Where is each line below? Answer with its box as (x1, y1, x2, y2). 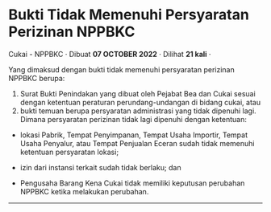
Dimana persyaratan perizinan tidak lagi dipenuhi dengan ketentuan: (19, 114, 248, 124)
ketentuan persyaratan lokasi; (19, 147, 119, 157)
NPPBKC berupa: (8, 73, 65, 83)
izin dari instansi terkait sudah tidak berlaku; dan (19, 162, 181, 172)
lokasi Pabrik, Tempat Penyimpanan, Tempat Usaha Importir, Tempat (19, 130, 248, 140)
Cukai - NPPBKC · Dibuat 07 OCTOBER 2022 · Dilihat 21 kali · (8, 49, 211, 59)
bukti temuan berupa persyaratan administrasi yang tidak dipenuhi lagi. (19, 106, 256, 116)
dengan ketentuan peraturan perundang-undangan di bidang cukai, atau (19, 97, 261, 107)
